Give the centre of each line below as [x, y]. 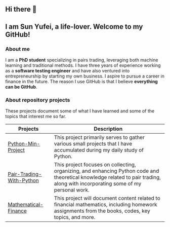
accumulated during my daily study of [99, 150]
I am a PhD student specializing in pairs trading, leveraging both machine [82, 60]
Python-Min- [24, 144]
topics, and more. [75, 217]
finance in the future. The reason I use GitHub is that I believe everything [81, 82]
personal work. [72, 190]
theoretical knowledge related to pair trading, [107, 177]
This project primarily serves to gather [99, 137]
